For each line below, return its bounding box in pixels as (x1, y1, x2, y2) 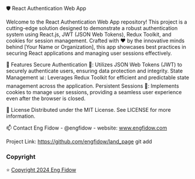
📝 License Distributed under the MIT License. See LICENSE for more (6, 107, 172, 113)
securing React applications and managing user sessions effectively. (6, 49, 172, 57)
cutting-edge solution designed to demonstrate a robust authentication (6, 25, 178, 31)
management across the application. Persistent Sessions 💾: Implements (6, 82, 179, 89)
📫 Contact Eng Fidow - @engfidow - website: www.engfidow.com (6, 124, 167, 131)
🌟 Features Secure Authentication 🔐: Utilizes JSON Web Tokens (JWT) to (6, 61, 183, 68)
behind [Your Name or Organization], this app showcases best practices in (6, 44, 187, 50)
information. (6, 112, 36, 120)
